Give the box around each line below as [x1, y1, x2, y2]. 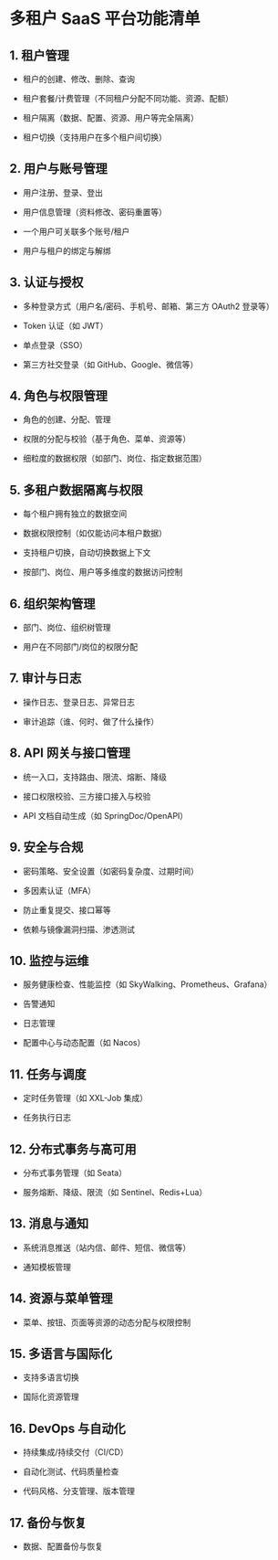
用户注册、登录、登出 [22, 186, 103, 197]
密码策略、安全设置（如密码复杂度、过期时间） [22, 865, 199, 876]
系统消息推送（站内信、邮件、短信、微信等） [22, 1242, 191, 1253]
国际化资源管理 [22, 1391, 79, 1403]
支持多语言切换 [22, 1372, 79, 1383]
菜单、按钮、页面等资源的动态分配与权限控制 [22, 1317, 191, 1328]
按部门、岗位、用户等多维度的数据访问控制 [22, 567, 183, 578]
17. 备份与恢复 [9, 1514, 87, 1531]
